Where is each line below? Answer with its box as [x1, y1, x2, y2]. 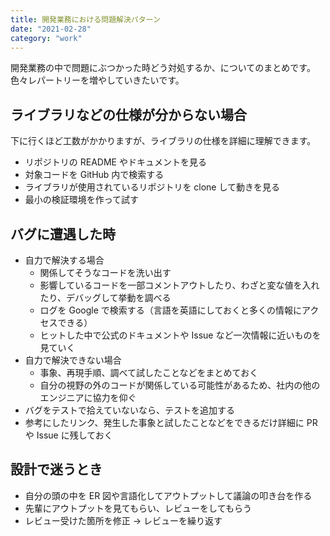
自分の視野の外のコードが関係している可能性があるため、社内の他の [39, 379, 321, 391]
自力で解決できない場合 [24, 354, 122, 366]
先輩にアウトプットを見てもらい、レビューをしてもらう [24, 502, 252, 514]
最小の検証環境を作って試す [24, 194, 140, 206]
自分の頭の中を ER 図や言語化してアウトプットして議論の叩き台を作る [24, 489, 313, 501]
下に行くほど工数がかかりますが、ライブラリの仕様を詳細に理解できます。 [10, 135, 317, 147]
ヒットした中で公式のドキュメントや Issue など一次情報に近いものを [39, 329, 322, 341]
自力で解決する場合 [24, 254, 105, 266]
